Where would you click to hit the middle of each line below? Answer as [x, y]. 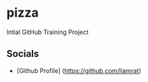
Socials [23, 54]
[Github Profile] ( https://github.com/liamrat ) [79, 70]
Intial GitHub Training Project [48, 32]
